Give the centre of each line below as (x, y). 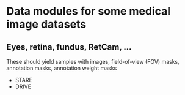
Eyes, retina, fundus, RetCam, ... (69, 47)
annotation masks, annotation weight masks (62, 68)
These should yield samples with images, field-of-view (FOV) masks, (93, 62)
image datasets (46, 24)
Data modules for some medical (89, 11)
